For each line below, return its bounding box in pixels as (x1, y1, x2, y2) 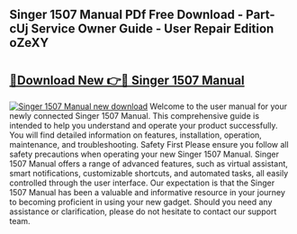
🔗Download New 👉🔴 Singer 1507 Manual (9, 72, 245, 88)
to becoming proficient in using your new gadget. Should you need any (9, 197, 273, 207)
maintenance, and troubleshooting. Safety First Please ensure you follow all (9, 139, 290, 149)
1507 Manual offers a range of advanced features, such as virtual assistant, (9, 158, 288, 169)
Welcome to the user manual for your (149, 101, 288, 112)
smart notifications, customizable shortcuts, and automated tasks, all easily (9, 168, 289, 178)
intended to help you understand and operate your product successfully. (9, 121, 278, 130)
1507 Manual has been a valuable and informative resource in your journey (9, 187, 286, 197)
